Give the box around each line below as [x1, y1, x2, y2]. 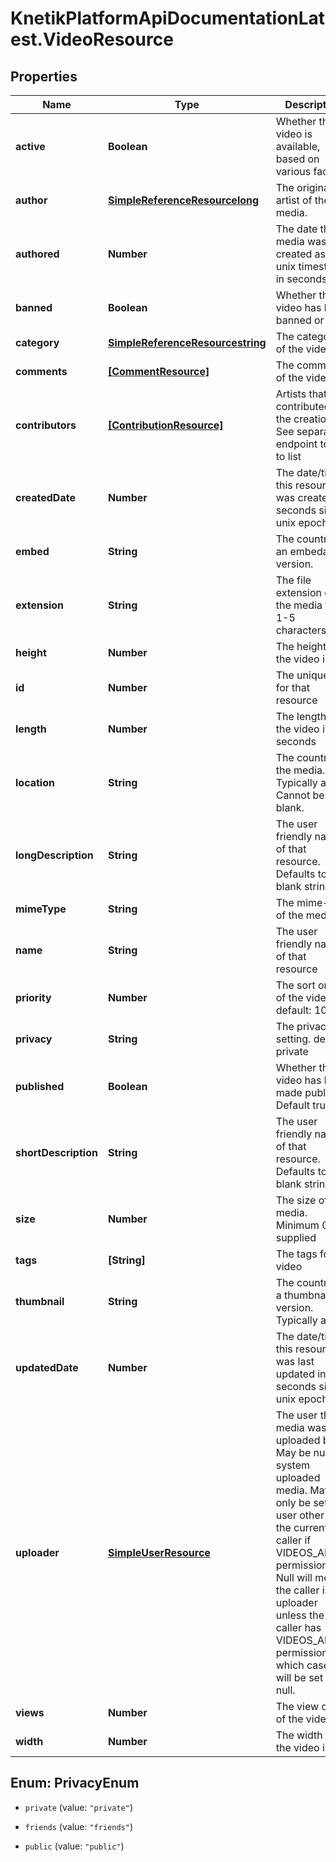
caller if [275, 1533, 312, 1547]
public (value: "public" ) [24, 1840, 125, 1852]
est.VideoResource [10, 28, 174, 51]
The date [275, 222, 318, 236]
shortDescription [15, 1146, 98, 1159]
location [15, 776, 55, 789]
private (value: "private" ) [24, 1801, 133, 1813]
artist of [275, 193, 313, 207]
